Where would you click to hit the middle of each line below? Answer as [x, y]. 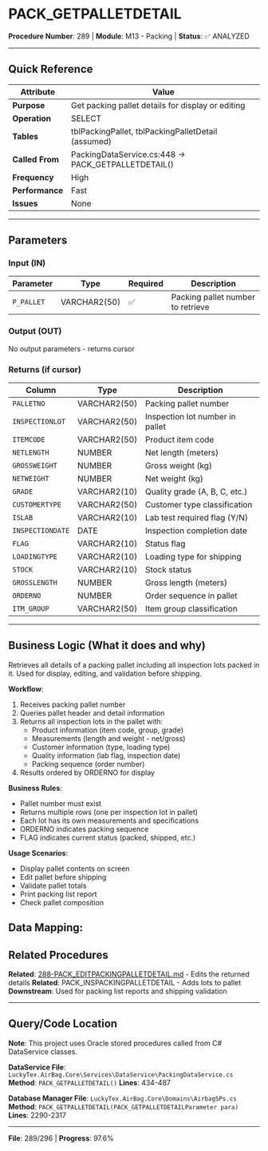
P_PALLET [29, 302]
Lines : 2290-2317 [37, 1115]
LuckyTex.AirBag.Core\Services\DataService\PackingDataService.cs [121, 1075]
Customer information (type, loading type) [101, 747]
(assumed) [91, 141]
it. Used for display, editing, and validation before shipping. [105, 673]
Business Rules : [35, 788]
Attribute [38, 91]
